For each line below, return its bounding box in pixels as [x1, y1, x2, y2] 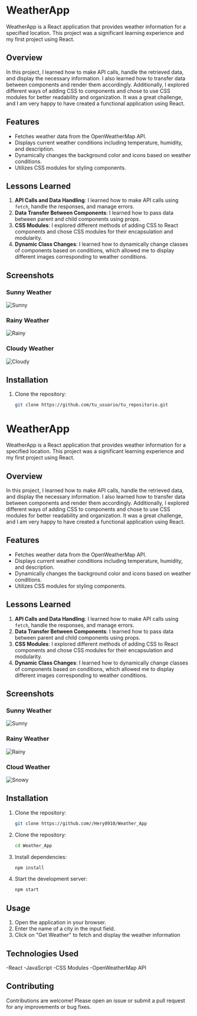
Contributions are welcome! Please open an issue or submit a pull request [6, 997, 186, 1004]
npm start [14, 887, 40, 893]
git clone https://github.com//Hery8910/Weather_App [14, 820, 147, 826]
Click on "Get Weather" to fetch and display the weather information [14, 932, 181, 939]
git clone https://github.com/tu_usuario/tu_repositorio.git [14, 402, 169, 408]
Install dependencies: [14, 853, 67, 860]
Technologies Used [6, 949, 78, 959]
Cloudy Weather [6, 344, 54, 353]
